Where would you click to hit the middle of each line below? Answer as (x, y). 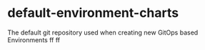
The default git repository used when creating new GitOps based (103, 32)
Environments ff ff (34, 39)
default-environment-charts (93, 13)
